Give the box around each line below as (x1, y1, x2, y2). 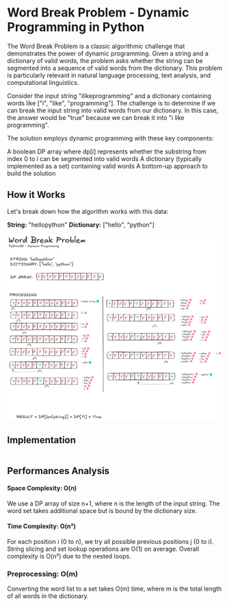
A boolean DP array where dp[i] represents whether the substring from (7, 147, 206, 156)
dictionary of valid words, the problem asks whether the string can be (7, 56, 203, 64)
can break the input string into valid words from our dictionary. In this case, (7, 106, 219, 114)
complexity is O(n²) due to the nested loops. (7, 552, 131, 560)
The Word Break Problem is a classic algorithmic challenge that (7, 42, 185, 50)
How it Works (7, 189, 66, 201)
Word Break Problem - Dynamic (7, 5, 189, 21)
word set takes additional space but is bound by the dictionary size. (7, 506, 198, 515)
